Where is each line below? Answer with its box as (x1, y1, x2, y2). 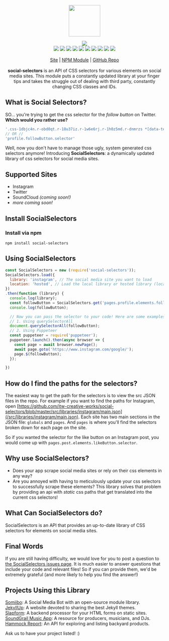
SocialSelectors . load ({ (5, 272, 55, 278)
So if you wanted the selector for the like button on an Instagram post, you (5, 434, 159, 440)
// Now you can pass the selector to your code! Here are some (10, 314, 145, 319)
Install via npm (5, 229, 42, 236)
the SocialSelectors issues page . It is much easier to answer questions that (5, 561, 161, 567)
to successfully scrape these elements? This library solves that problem (12, 483, 162, 490)
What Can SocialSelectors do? (5, 509, 103, 517)
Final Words (5, 542, 44, 551)
